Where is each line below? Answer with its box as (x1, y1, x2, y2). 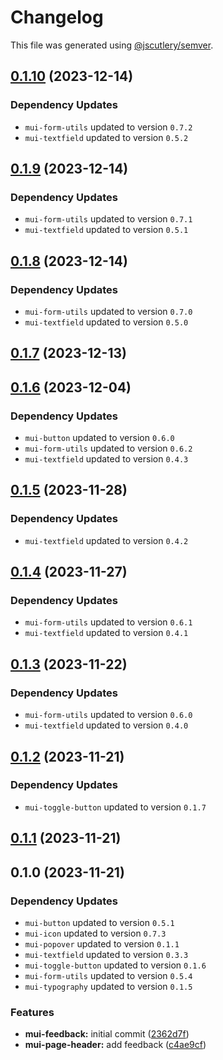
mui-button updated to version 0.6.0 (24, 432, 175, 444)
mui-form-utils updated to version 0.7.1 (24, 213, 193, 225)
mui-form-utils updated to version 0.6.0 (24, 709, 193, 721)
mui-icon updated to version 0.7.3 (24, 927, 167, 939)
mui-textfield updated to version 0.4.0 (24, 719, 189, 731)
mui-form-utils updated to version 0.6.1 (24, 616, 193, 628)
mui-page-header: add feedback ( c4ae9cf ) (24, 1039, 207, 1051)
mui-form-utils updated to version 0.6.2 (24, 442, 193, 455)
